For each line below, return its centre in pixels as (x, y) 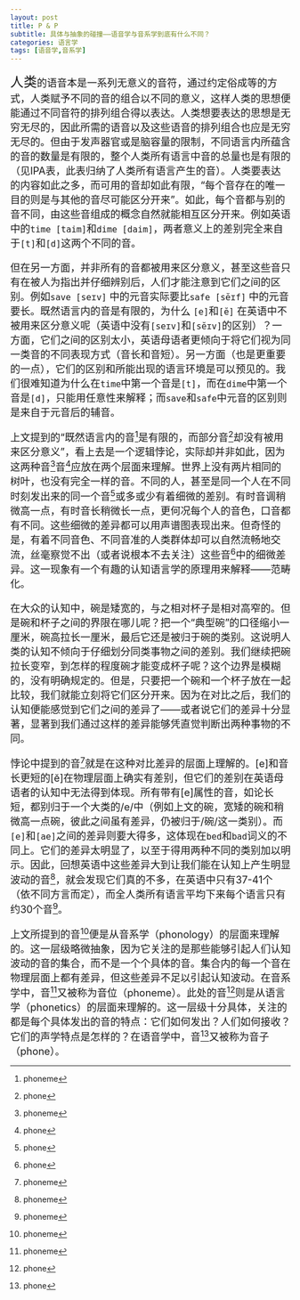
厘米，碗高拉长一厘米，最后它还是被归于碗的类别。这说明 (146, 638)
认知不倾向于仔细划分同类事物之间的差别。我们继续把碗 (160, 652)
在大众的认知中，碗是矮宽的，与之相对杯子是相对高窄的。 (146, 609)
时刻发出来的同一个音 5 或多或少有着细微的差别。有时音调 (143, 495)
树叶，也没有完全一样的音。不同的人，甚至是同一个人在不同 (150, 482)
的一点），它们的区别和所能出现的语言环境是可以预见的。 (143, 369)
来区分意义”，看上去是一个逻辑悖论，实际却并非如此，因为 (148, 452)
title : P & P (34, 26)
